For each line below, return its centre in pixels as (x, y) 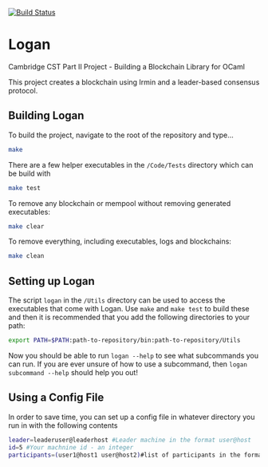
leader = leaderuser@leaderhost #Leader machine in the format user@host (130, 440)
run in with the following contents (63, 425)
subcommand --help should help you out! (73, 372)
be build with (30, 173)
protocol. (23, 90)
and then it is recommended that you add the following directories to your (129, 317)
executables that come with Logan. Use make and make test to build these (129, 309)
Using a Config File (56, 398)
